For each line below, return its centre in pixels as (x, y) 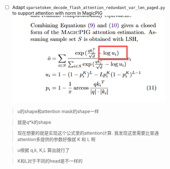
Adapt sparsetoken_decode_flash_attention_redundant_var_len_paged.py (89, 7)
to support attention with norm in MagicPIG (57, 13)
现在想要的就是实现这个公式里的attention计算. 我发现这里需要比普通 (88, 133)
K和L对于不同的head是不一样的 (50, 161)
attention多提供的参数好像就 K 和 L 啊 (56, 139)
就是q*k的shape (34, 122)
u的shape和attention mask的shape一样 (58, 111)
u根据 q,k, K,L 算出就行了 (43, 150)
